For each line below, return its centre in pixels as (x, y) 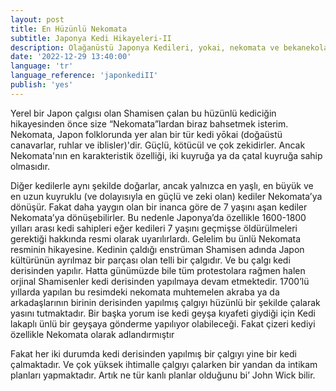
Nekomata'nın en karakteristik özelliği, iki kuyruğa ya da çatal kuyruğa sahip (166, 155)
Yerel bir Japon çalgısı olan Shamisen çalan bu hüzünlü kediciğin (143, 113)
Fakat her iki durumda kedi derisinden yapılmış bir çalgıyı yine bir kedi (153, 353)
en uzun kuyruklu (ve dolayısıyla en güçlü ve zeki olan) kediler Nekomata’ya (166, 196)
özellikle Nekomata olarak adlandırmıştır (92, 334)
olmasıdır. (30, 166)
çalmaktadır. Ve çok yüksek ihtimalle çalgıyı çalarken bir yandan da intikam (164, 364)
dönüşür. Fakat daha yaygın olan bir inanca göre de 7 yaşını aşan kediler (159, 207)
